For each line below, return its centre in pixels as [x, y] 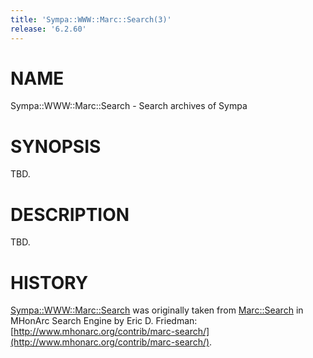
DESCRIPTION [70, 214]
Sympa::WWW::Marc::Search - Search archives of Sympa [129, 106]
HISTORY [49, 282]
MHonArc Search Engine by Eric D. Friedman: [104, 321]
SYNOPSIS [56, 146]
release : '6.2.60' [48, 29]
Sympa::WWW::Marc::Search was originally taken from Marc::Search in [157, 310]
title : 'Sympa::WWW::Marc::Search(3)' [91, 19]
